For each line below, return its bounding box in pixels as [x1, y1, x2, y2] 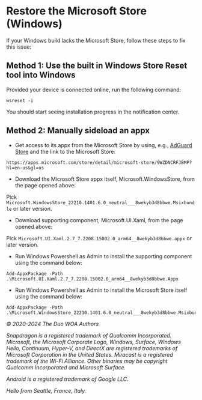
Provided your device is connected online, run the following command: [6, 86, 182, 93]
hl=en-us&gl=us [6, 165, 44, 171]
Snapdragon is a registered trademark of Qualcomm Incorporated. [6, 332, 172, 339]
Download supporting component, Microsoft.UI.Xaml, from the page [14, 216, 183, 223]
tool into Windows [6, 70, 76, 80]
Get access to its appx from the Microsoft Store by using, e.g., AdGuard [14, 141, 192, 148]
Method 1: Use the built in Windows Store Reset [6, 61, 188, 71]
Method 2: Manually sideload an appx [6, 126, 150, 136]
